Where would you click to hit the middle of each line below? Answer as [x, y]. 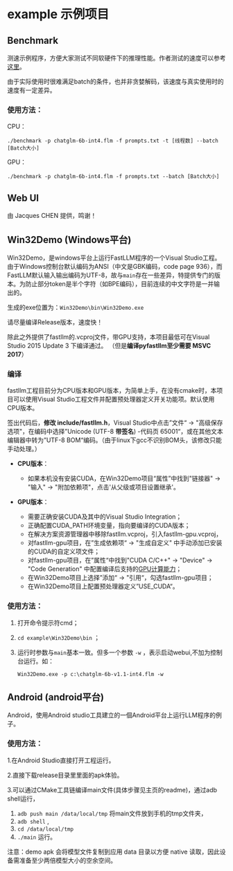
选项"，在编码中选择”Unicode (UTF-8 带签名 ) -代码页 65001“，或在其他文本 [115, 432]
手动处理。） [24, 449]
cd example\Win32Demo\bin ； [59, 637]
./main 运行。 [37, 837]
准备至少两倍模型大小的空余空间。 [68, 860]
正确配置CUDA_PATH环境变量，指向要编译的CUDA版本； [109, 526]
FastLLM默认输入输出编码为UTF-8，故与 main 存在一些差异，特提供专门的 [111, 275]
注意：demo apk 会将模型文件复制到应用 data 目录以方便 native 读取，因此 [113, 852]
